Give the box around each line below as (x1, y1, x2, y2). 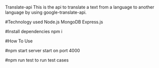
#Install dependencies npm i (5, 29, 63, 34)
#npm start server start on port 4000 (5, 48, 80, 53)
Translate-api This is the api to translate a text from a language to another (5, 4, 155, 10)
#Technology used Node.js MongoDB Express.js (5, 19, 103, 25)
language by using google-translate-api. (5, 9, 87, 15)
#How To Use (5, 38, 33, 44)
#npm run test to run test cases (5, 57, 69, 63)
